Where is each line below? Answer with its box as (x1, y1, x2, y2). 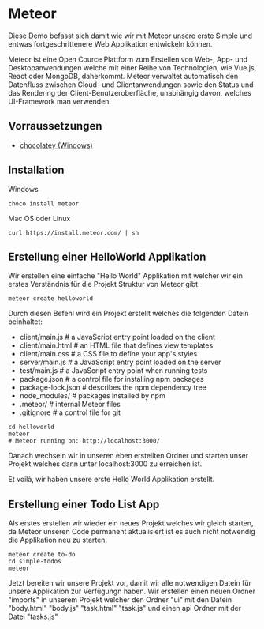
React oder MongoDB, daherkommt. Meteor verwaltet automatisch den (8, 71, 239, 81)
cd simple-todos (8, 558, 61, 566)
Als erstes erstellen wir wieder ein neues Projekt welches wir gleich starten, (8, 518, 254, 528)
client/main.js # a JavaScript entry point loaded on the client (19, 333, 215, 342)
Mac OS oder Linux (8, 213, 71, 223)
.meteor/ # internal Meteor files (19, 400, 121, 409)
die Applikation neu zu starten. (8, 535, 108, 545)
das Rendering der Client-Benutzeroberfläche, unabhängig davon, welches (8, 88, 252, 97)
